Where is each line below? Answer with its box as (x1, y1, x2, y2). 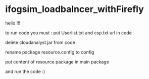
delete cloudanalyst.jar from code (5, 39, 76, 45)
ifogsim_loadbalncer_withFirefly (5, 3, 144, 15)
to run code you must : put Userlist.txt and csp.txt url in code (5, 29, 132, 35)
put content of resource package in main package (5, 58, 110, 64)
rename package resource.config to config (5, 49, 94, 55)
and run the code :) (5, 68, 45, 74)
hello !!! (5, 20, 21, 26)
